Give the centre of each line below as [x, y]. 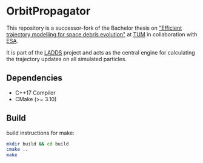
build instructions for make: [40, 133]
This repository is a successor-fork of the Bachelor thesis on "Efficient [94, 28]
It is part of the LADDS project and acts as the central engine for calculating [101, 52]
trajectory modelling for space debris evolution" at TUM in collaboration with [102, 34]
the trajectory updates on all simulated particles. [67, 59]
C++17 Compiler [35, 93]
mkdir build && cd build [38, 144]
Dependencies [34, 78]
